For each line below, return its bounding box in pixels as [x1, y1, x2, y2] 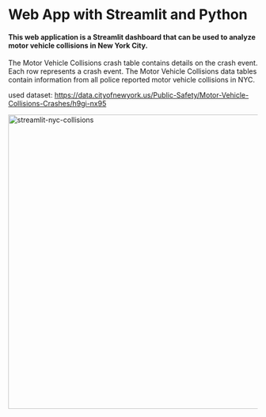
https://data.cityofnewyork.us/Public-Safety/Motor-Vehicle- [54, 90, 249, 100]
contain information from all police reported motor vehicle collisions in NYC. [8, 75, 256, 85]
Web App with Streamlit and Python [8, 6, 248, 24]
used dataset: [8, 90, 53, 100]
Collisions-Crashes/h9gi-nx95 [8, 99, 107, 109]
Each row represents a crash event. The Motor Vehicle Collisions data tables [8, 67, 257, 76]
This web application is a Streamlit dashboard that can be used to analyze [8, 32, 256, 41]
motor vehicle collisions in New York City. [8, 40, 148, 50]
